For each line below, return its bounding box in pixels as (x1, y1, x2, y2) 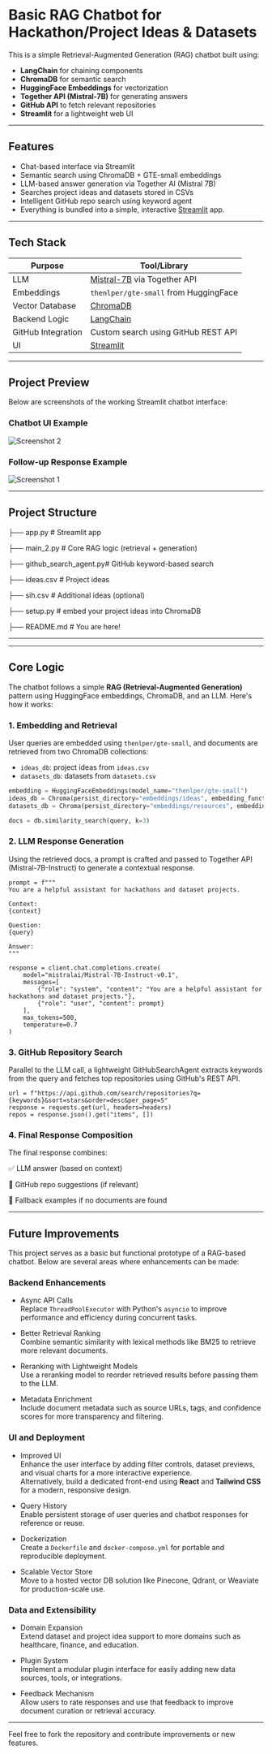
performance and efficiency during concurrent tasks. (19, 1313, 198, 1323)
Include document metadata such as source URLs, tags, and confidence (19, 1403, 261, 1413)
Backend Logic (12, 313, 70, 324)
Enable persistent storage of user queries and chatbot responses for (19, 1509, 249, 1519)
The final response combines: (8, 1147, 108, 1158)
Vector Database (12, 300, 77, 311)
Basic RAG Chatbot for (8, 6, 162, 24)
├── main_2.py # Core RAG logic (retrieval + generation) (8, 542, 198, 553)
